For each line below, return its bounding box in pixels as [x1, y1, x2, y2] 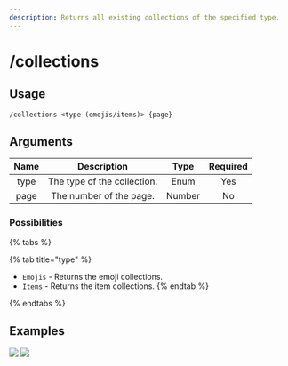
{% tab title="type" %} [9, 254, 92, 265]
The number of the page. [50, 190, 156, 203]
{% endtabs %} [9, 298, 66, 308]
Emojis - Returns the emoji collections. [21, 271, 163, 282]
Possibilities [9, 217, 64, 229]
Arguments [9, 134, 74, 149]
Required [208, 161, 249, 173]
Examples [9, 323, 65, 338]
